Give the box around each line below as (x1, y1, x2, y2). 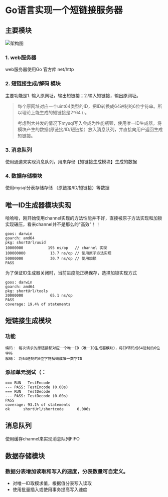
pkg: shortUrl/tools (5, 289, 49, 294)
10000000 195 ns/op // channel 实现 (5, 245, 107, 251)
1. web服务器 (5, 54, 37, 61)
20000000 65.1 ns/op (5, 293, 73, 298)
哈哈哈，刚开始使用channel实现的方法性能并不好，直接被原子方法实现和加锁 (5, 215, 162, 221)
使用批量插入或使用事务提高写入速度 (12, 486, 88, 492)
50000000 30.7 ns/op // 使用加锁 (5, 256, 97, 261)
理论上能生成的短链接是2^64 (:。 (22, 109, 89, 115)
